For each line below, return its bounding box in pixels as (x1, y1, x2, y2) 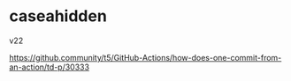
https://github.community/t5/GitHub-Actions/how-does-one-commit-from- (9, 52, 282, 63)
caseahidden (9, 6, 108, 26)
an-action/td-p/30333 (9, 62, 90, 72)
